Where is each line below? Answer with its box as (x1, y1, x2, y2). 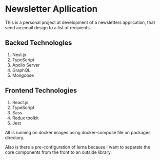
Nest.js (12, 52, 27, 57)
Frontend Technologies (5, 87, 77, 95)
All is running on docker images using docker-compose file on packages (5, 129, 151, 135)
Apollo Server (12, 62, 40, 68)
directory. (5, 135, 24, 141)
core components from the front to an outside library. (5, 149, 112, 155)
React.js (12, 99, 29, 105)
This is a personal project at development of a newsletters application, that (5, 19, 155, 25)
